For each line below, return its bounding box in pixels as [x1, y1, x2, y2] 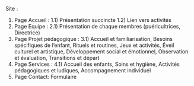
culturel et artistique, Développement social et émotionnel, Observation [14, 48, 189, 55]
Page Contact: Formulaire [14, 74, 77, 80]
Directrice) [14, 29, 40, 36]
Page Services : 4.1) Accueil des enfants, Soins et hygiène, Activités [14, 60, 180, 68]
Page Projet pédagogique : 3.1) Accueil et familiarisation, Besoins [14, 36, 173, 42]
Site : [5, 5, 18, 12]
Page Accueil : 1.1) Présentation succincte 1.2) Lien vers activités [14, 17, 171, 23]
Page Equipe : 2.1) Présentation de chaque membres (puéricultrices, [14, 23, 181, 30]
